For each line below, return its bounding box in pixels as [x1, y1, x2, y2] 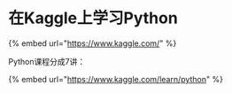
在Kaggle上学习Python [8, 8, 178, 28]
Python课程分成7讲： [8, 56, 86, 66]
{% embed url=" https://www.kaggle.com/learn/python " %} [8, 74, 223, 84]
